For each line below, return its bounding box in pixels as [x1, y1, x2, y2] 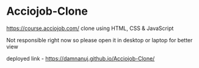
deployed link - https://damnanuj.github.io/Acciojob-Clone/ [6, 55, 155, 62]
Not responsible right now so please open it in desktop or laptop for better [6, 36, 193, 43]
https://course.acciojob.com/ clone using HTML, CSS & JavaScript [6, 25, 174, 32]
